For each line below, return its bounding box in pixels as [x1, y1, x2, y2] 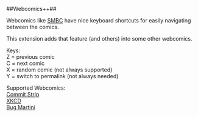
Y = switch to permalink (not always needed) [6, 73, 119, 79]
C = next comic [6, 60, 44, 67]
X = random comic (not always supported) [6, 66, 113, 73]
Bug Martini [6, 104, 35, 111]
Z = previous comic [6, 53, 55, 60]
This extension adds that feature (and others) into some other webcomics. [6, 35, 193, 42]
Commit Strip [6, 91, 40, 98]
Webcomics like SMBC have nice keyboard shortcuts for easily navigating [6, 17, 191, 24]
